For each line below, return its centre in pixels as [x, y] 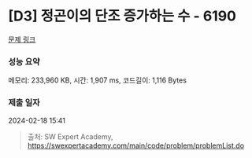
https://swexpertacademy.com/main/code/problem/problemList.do [136, 145]
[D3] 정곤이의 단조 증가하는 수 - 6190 [122, 16]
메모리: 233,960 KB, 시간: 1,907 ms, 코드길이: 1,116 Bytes [98, 80]
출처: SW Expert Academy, [70, 136]
